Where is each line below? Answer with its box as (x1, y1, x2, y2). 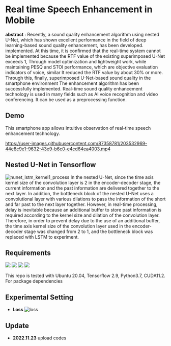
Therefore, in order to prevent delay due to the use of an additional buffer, (5, 217, 160, 223)
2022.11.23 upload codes (12, 335, 67, 341)
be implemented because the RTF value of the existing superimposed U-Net (5, 53, 165, 59)
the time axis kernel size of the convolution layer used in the (5, 223, 131, 229)
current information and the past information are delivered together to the (5, 185, 159, 191)
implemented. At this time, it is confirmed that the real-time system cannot (5, 48, 161, 54)
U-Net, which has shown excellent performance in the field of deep (5, 37, 147, 43)
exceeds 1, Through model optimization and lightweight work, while (5, 58, 147, 64)
